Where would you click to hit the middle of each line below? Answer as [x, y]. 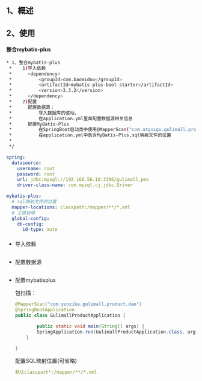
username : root [36, 168]
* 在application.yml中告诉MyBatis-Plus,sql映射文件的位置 [90, 135]
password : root [36, 174]
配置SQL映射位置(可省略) [46, 361]
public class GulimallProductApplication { [70, 315]
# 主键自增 [23, 213]
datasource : [27, 163]
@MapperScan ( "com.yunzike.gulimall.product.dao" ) [78, 304]
